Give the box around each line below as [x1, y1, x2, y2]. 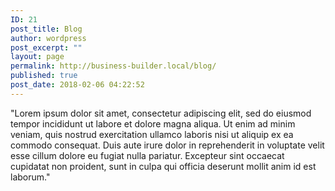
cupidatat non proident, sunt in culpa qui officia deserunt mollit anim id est [10, 160, 317, 172]
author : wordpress [10, 33, 87, 43]
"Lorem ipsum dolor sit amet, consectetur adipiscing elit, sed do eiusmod [10, 107, 312, 119]
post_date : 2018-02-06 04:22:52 [10, 80, 145, 90]
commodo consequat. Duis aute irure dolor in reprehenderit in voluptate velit [10, 139, 325, 151]
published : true [10, 71, 78, 81]
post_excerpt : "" [10, 42, 83, 53]
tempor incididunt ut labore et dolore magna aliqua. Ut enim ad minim [10, 117, 296, 130]
